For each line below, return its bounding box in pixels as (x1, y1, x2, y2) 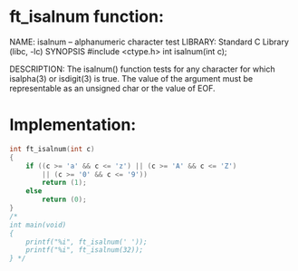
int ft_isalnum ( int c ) (9, 144, 95, 153)
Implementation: (9, 115, 137, 135)
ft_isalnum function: (9, 6, 165, 27)
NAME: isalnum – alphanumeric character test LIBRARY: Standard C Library (9, 36, 290, 47)
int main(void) (9, 220, 67, 229)
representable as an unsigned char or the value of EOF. (9, 82, 216, 93)
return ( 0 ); (42, 195, 88, 205)
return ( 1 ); (42, 179, 88, 188)
